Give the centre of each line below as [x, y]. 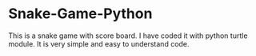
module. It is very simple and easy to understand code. [99, 43]
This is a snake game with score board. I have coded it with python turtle [128, 35]
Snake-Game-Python [80, 14]
